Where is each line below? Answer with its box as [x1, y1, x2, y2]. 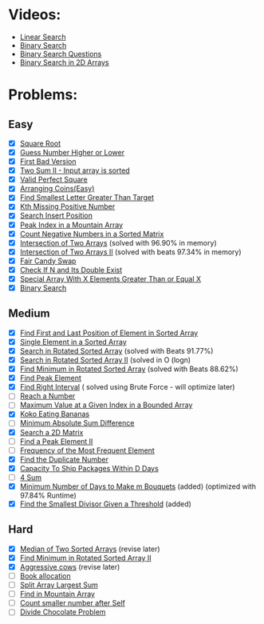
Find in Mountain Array [19, 590, 96, 599]
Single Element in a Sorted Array [19, 337, 128, 346]
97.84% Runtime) [19, 490, 77, 500]
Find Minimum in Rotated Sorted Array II [19, 553, 152, 562]
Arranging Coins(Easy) [19, 184, 95, 194]
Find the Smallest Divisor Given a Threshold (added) [19, 498, 191, 509]
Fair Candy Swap [19, 256, 77, 266]
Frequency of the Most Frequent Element [19, 446, 156, 455]
